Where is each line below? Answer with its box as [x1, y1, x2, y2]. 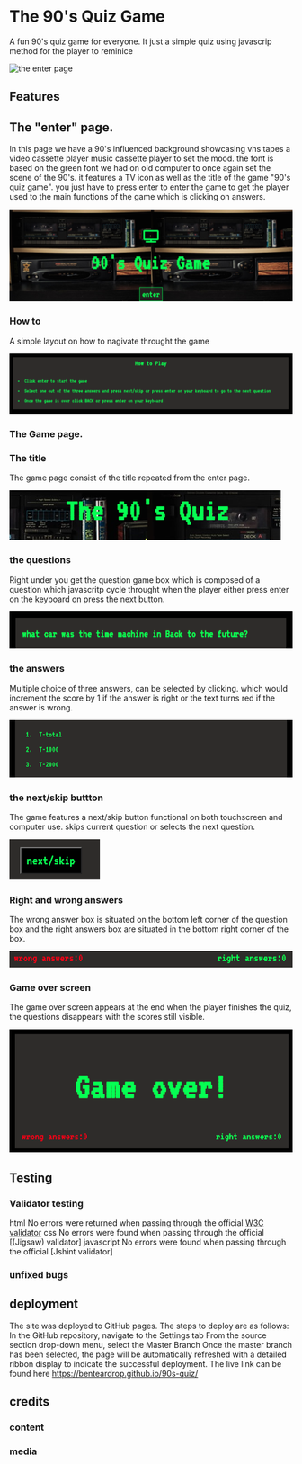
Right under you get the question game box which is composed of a [9, 574, 261, 585]
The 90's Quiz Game [9, 6, 166, 27]
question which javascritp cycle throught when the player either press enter [9, 584, 289, 594]
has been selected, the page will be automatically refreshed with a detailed [9, 1349, 288, 1360]
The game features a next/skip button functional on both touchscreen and [9, 811, 283, 822]
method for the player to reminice [9, 45, 133, 56]
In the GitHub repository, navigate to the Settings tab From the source [9, 1329, 267, 1341]
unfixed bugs [9, 1268, 69, 1281]
